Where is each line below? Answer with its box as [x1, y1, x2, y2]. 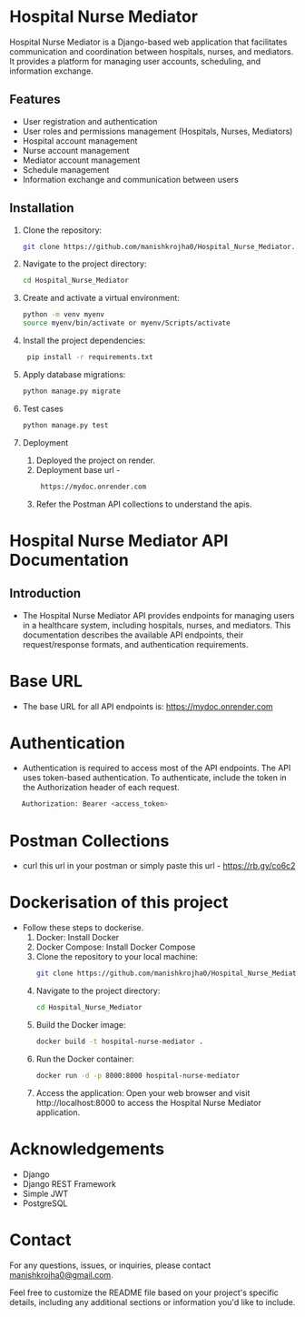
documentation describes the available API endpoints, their [22, 629, 244, 640]
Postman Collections [9, 830, 170, 851]
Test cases [22, 403, 64, 414]
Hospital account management [22, 135, 138, 146]
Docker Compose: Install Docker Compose [35, 941, 196, 952]
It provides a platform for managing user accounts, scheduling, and [9, 55, 261, 66]
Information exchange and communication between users [22, 174, 239, 185]
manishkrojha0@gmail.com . [9, 1269, 113, 1280]
